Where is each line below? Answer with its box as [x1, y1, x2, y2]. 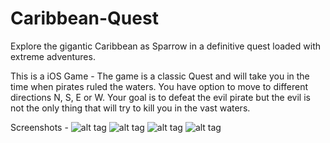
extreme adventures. [10, 50, 96, 62]
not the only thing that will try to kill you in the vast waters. [10, 102, 251, 114]
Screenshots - [10, 121, 69, 133]
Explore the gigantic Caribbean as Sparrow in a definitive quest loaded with [10, 40, 322, 52]
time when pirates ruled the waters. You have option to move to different [10, 80, 309, 92]
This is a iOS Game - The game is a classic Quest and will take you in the [10, 70, 310, 82]
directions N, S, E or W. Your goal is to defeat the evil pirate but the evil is [10, 91, 311, 103]
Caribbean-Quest [10, 7, 159, 30]
